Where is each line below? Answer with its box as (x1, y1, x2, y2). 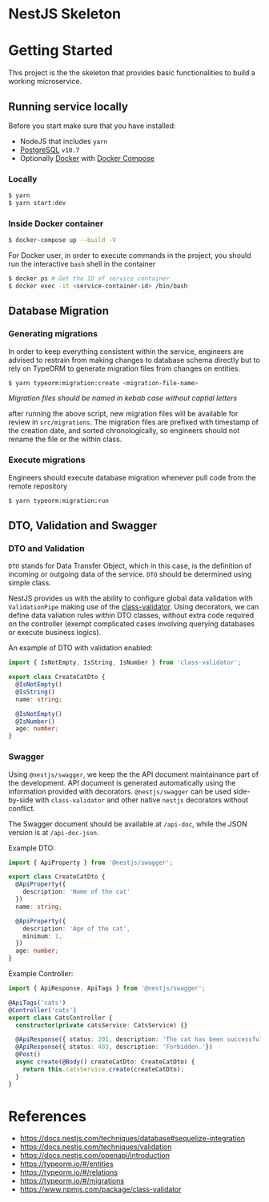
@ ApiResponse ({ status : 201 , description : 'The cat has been (15, 1035, 224, 1043)
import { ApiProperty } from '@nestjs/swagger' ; (8, 858, 174, 866)
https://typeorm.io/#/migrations (19, 1176, 125, 1186)
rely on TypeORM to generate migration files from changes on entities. (8, 364, 241, 373)
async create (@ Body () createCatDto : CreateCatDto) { (15, 1058, 195, 1066)
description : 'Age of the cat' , (22, 924, 130, 933)
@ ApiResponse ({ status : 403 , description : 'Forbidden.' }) (15, 1043, 214, 1051)
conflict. (8, 803, 36, 813)
